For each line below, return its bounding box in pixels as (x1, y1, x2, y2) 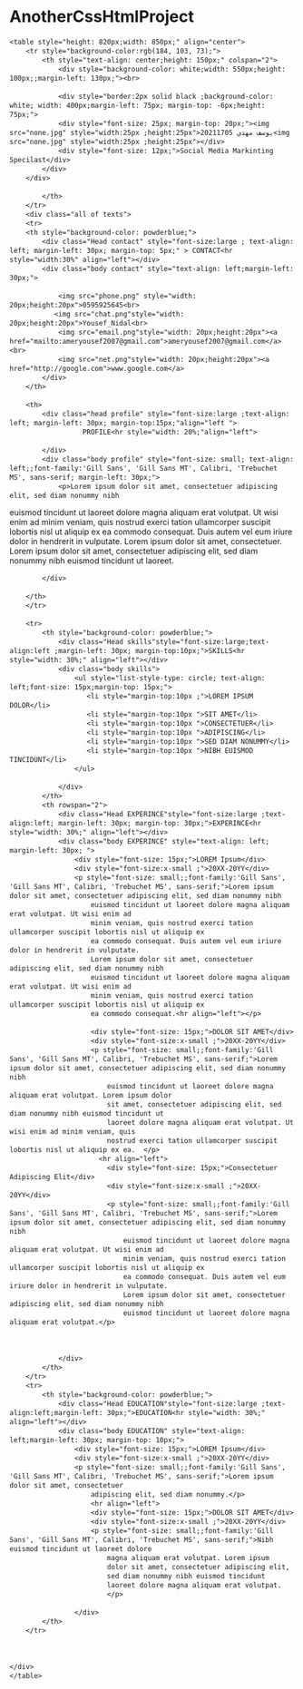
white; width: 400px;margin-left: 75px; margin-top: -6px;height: (9, 101, 266, 110)
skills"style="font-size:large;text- (126, 637, 270, 646)
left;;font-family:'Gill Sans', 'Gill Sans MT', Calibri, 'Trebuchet (9, 464, 279, 473)
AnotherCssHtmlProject (9, 6, 195, 27)
